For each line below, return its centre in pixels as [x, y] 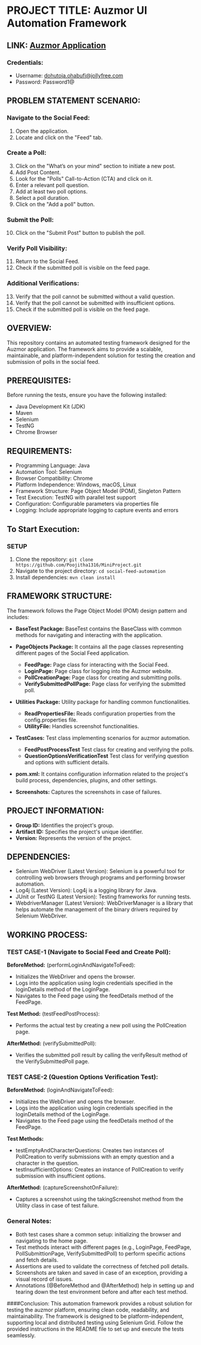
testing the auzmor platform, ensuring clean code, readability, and [88, 1310]
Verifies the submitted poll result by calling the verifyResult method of [101, 1055]
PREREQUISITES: [39, 380]
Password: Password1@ [45, 82]
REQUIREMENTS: [39, 451]
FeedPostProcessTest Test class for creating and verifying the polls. [109, 749]
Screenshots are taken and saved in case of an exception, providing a [101, 1272]
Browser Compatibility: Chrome [54, 479]
